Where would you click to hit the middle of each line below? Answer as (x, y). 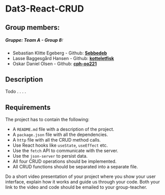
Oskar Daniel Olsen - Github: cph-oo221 (55, 63)
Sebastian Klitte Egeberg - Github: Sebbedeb (60, 53)
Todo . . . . (16, 92)
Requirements (28, 107)
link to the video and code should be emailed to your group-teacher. (76, 187)
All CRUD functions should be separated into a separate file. (75, 167)
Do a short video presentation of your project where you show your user (80, 176)
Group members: (32, 27)
